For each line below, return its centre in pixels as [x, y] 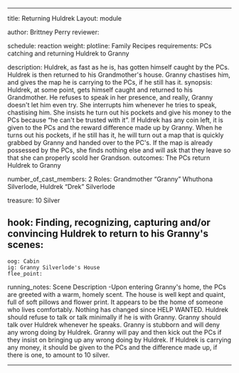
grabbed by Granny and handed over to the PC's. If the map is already [110, 142]
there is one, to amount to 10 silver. [59, 355]
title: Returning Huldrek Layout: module [65, 18]
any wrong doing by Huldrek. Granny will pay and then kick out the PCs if [115, 332]
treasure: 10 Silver [34, 200]
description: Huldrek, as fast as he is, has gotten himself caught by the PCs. [118, 67]
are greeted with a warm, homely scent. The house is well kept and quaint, [117, 294]
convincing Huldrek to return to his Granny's [108, 234]
